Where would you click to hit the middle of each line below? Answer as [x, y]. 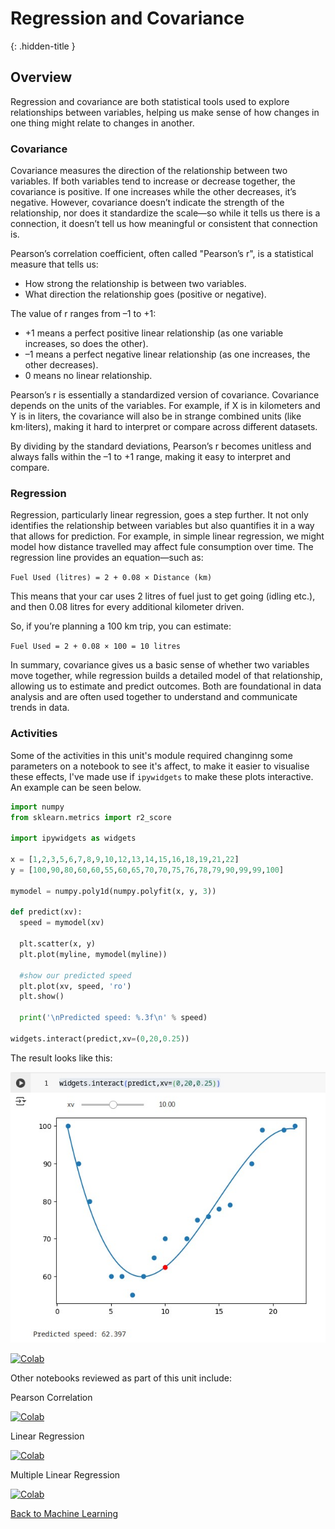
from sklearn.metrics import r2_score [91, 817]
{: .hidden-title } [43, 46]
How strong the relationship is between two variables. [135, 284]
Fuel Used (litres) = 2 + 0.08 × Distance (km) [111, 578]
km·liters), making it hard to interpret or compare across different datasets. [164, 427]
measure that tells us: [54, 264]
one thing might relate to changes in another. [102, 123]
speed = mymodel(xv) [62, 923]
